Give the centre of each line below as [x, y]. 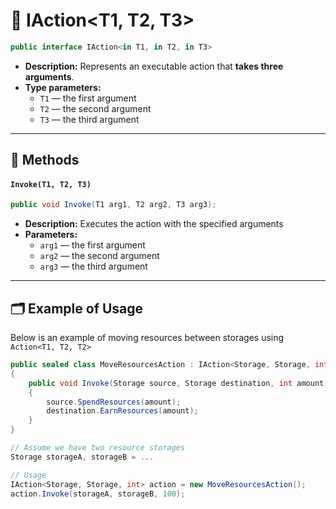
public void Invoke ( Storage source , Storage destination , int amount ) [178, 383]
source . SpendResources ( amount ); [114, 402]
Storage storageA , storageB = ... [82, 457]
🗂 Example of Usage [77, 308]
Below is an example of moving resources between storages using [147, 338]
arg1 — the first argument [92, 245]
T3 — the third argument [89, 119]
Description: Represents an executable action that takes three [154, 66]
